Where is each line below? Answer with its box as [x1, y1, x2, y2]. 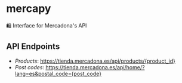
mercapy [6, 2, 51, 16]
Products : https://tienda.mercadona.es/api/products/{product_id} [14, 57, 176, 64]
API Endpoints [6, 41, 60, 52]
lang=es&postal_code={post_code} [14, 70, 101, 77]
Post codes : [14, 63, 45, 70]
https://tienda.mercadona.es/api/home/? [45, 63, 145, 70]
